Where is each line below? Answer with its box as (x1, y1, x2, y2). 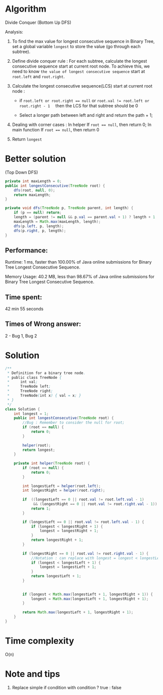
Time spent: (5, 293, 42, 301)
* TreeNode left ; (7, 384, 51, 389)
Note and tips (5, 668, 60, 679)
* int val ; (7, 379, 38, 385)
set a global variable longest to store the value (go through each (12, 43, 141, 49)
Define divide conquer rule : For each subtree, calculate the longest (12, 58, 147, 64)
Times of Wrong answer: (5, 320, 81, 328)
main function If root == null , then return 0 (12, 126, 99, 132)
